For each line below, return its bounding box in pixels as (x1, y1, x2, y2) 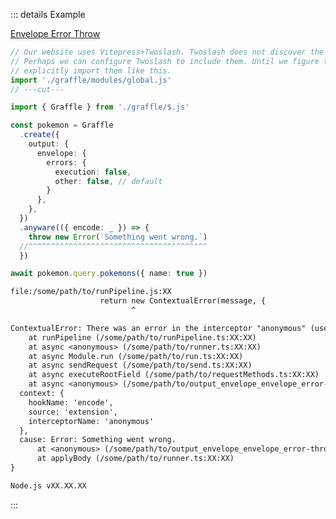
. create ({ (19, 130, 60, 140)
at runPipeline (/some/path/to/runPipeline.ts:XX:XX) (28, 332, 257, 343)
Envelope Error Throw (10, 28, 101, 39)
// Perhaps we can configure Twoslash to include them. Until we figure (10, 56, 320, 66)
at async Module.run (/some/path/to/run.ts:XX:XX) (28, 351, 244, 361)
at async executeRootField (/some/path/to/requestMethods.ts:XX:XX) (28, 370, 320, 380)
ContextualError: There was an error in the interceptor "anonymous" (10, 323, 307, 333)
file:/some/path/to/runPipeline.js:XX (10, 287, 172, 297)
